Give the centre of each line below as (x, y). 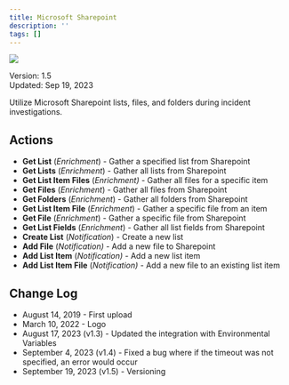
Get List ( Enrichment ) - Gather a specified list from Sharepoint (136, 162)
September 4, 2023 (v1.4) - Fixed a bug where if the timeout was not (148, 353)
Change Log (44, 293)
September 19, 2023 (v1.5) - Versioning (94, 371)
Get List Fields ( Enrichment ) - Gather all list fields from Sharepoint (143, 228)
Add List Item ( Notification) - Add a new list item (111, 256)
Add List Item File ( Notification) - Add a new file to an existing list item (151, 265)
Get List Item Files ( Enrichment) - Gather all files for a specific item (145, 180)
